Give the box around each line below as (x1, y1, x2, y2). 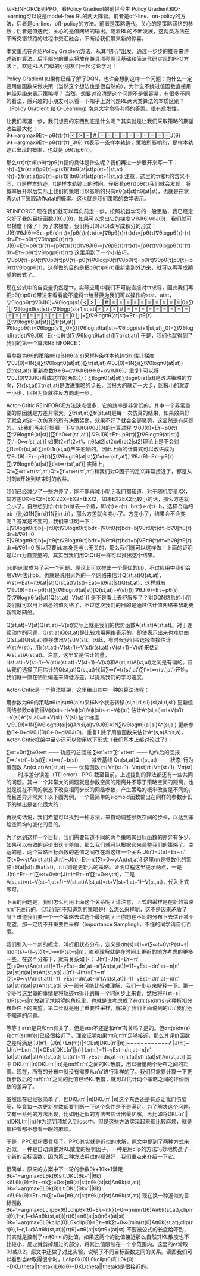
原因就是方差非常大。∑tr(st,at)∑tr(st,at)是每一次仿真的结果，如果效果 (16, 410, 185, 416)
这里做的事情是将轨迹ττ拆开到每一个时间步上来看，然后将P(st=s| (21, 990, 180, 996)
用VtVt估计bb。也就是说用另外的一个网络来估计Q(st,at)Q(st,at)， (6, 572, 165, 579)
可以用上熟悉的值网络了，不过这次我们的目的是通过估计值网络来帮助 (21, 601, 189, 609)
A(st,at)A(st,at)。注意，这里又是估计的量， (6, 651, 110, 658)
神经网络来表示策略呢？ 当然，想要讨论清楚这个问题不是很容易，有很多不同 (6, 90, 190, 97)
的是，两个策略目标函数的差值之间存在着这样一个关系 (11, 848, 142, 856)
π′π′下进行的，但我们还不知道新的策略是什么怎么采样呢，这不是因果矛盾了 (6, 906, 187, 913)
